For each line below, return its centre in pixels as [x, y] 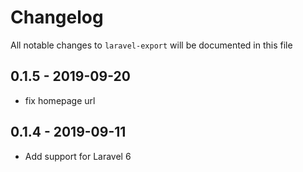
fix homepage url [60, 100]
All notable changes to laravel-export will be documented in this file [151, 45]
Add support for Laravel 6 [78, 156]
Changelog [57, 17]
